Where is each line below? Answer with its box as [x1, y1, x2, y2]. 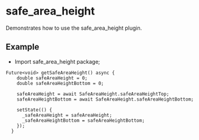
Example [5, 42, 40, 52]
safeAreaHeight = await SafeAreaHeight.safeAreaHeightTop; [16, 91, 170, 97]
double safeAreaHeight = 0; [16, 75, 88, 81]
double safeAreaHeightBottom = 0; [16, 80, 104, 86]
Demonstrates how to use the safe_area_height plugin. [5, 24, 142, 32]
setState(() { [16, 107, 52, 113]
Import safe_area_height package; [14, 58, 100, 65]
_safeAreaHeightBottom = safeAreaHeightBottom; [21, 117, 145, 124]
